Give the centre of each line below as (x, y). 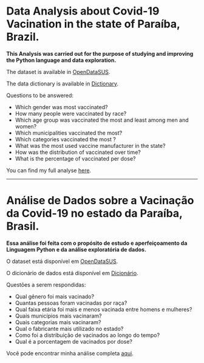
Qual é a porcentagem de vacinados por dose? (73, 341)
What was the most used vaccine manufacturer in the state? (90, 145)
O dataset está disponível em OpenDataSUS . (62, 261)
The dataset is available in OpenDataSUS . (58, 72)
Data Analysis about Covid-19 (83, 11)
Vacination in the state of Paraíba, (93, 24)
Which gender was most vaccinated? (61, 107)
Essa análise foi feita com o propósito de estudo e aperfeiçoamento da (97, 243)
